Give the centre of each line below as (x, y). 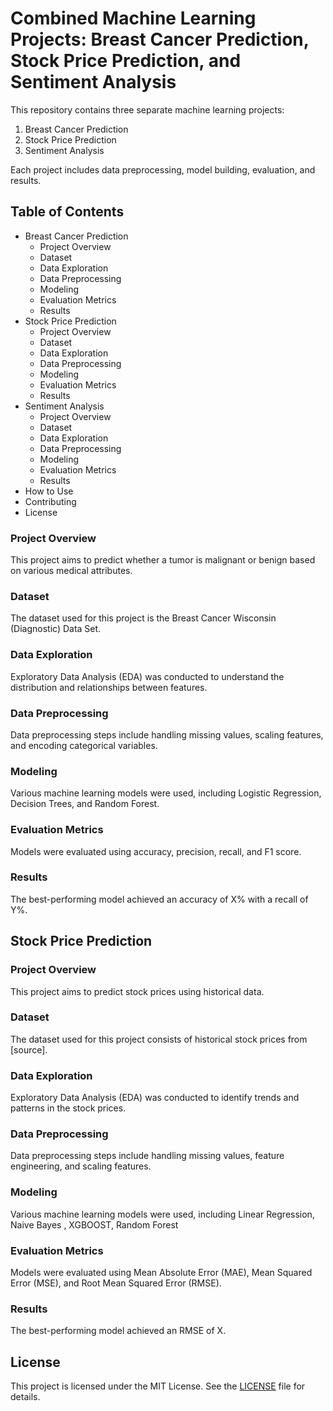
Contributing (50, 501)
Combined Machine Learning (133, 18)
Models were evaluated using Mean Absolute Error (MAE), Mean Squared (161, 1272)
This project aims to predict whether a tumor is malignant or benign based (163, 560)
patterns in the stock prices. (68, 1108)
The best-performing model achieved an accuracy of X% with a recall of (159, 899)
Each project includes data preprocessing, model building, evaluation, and (163, 169)
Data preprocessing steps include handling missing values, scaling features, (167, 734)
